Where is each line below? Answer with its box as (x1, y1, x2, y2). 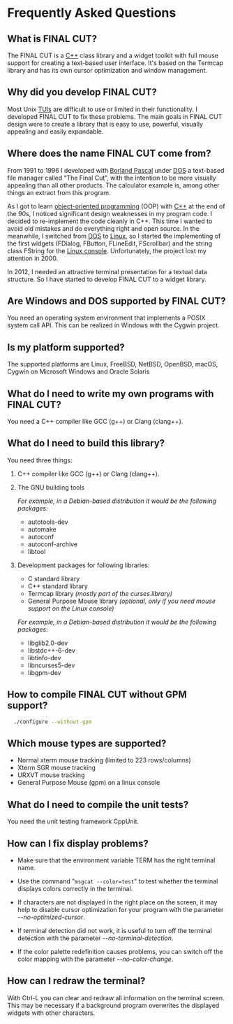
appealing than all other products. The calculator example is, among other (7, 180, 220, 190)
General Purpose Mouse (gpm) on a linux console (17, 778, 160, 787)
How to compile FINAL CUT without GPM (7, 689, 187, 701)
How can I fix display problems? (7, 837, 149, 849)
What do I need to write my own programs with (7, 387, 214, 399)
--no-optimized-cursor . (17, 913, 85, 921)
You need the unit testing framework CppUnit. (7, 817, 140, 826)
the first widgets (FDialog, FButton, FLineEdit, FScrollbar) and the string (7, 239, 213, 248)
